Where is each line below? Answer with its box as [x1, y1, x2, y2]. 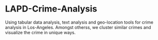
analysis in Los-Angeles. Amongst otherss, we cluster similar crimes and [5, 24, 152, 30]
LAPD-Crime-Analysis [5, 3, 97, 14]
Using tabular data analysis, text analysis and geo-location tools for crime [5, 19, 154, 25]
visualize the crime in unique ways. [5, 29, 76, 35]
